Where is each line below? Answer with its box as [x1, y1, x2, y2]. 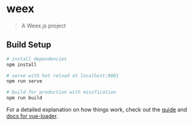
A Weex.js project [21, 22, 66, 29]
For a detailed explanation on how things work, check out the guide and [6, 106, 187, 113]
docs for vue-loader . [6, 112, 58, 120]
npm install [6, 62, 37, 68]
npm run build [6, 95, 43, 101]
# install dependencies [6, 55, 67, 62]
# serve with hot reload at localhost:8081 [6, 73, 119, 79]
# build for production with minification [6, 89, 116, 96]
